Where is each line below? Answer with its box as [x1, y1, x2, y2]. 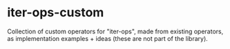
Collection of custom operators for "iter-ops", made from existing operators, [7, 27, 224, 35]
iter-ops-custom [7, 5, 104, 20]
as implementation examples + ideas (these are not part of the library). [7, 34, 209, 42]
